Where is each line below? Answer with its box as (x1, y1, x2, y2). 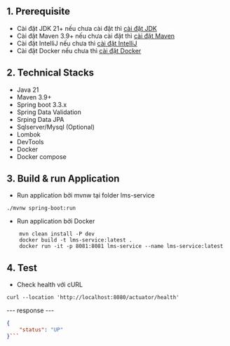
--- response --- (6, 306, 54, 314)
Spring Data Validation (16, 108, 82, 116)
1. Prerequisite (6, 6, 71, 18)
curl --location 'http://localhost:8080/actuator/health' (6, 294, 180, 301)
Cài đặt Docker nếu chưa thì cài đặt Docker (16, 46, 142, 55)
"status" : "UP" (19, 326, 64, 333)
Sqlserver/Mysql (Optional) (16, 123, 95, 131)
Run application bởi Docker (16, 217, 95, 226)
